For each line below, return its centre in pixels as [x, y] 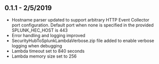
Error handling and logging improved [49, 35]
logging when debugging [37, 45]
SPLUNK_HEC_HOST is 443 [40, 30]
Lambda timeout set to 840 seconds [48, 51]
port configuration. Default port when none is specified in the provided [83, 25]
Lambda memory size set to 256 [44, 56]
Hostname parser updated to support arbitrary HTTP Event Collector [80, 20]
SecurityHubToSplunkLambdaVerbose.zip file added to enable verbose [83, 41]
